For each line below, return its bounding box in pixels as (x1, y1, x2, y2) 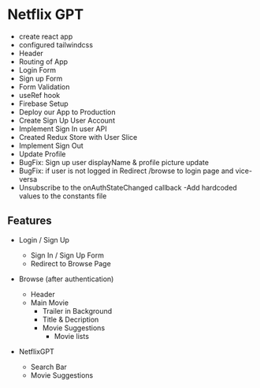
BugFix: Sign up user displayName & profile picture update (18, 157, 210, 167)
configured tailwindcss (18, 40, 94, 49)
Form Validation (18, 81, 70, 92)
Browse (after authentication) (18, 274, 114, 284)
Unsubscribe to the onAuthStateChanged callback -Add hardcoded (18, 183, 237, 192)
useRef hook (18, 90, 61, 100)
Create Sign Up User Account (18, 115, 116, 125)
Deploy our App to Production (18, 107, 116, 116)
